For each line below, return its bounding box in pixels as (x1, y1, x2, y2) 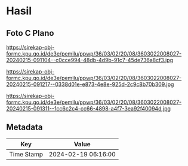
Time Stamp (9, 150, 44, 158)
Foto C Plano (6, 28, 54, 38)
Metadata (6, 122, 43, 133)
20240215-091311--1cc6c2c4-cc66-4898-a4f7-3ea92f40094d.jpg (6, 105, 171, 112)
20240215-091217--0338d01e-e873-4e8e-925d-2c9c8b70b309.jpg (6, 81, 174, 88)
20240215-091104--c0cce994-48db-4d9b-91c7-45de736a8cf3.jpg (6, 57, 174, 63)
